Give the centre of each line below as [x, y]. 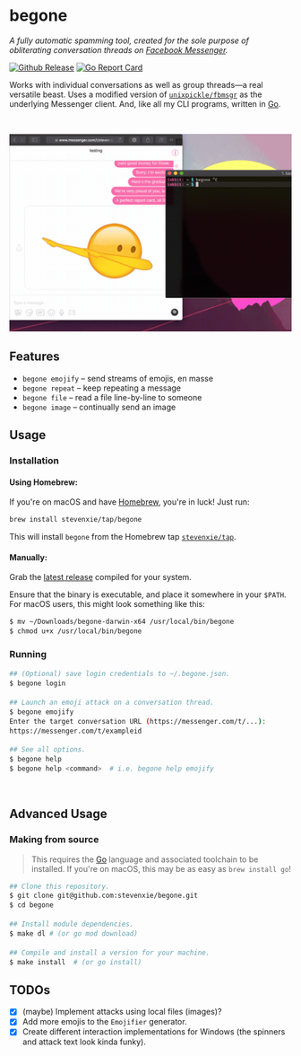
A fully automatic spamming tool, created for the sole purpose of [129, 40]
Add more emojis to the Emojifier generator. [104, 1022]
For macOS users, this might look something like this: [107, 604]
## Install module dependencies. [72, 924]
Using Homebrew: [43, 482]
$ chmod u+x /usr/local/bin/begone [76, 631]
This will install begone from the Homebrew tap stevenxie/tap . [123, 537]
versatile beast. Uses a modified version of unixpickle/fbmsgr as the [136, 94]
